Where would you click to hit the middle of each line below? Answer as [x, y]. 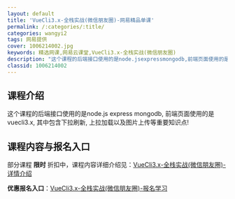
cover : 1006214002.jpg [40, 46]
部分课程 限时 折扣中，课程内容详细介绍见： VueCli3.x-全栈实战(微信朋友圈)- [116, 165]
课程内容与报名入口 [49, 146]
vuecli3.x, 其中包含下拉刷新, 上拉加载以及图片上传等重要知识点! [98, 122]
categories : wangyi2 [37, 33]
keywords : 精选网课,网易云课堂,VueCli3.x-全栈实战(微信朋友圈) [92, 53]
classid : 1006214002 [37, 66]
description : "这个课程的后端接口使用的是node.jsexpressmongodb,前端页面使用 [113, 59]
